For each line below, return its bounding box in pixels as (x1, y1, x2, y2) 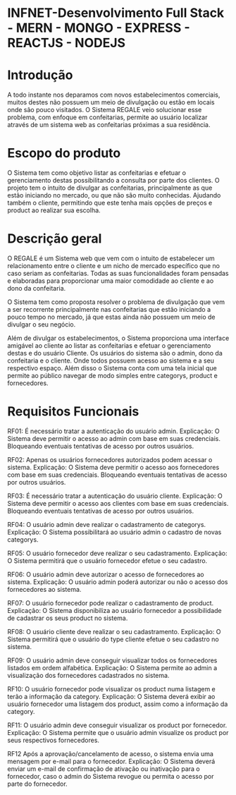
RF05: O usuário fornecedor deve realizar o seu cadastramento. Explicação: (7, 549, 228, 557)
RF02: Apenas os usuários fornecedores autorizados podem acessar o (7, 455, 213, 463)
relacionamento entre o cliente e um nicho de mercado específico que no (7, 262, 221, 269)
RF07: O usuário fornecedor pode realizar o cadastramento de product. (7, 598, 214, 607)
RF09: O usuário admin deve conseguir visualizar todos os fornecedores (7, 656, 218, 664)
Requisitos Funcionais (7, 403, 139, 420)
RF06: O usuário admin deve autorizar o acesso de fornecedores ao (7, 570, 204, 578)
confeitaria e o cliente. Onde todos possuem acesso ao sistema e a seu (7, 356, 215, 365)
